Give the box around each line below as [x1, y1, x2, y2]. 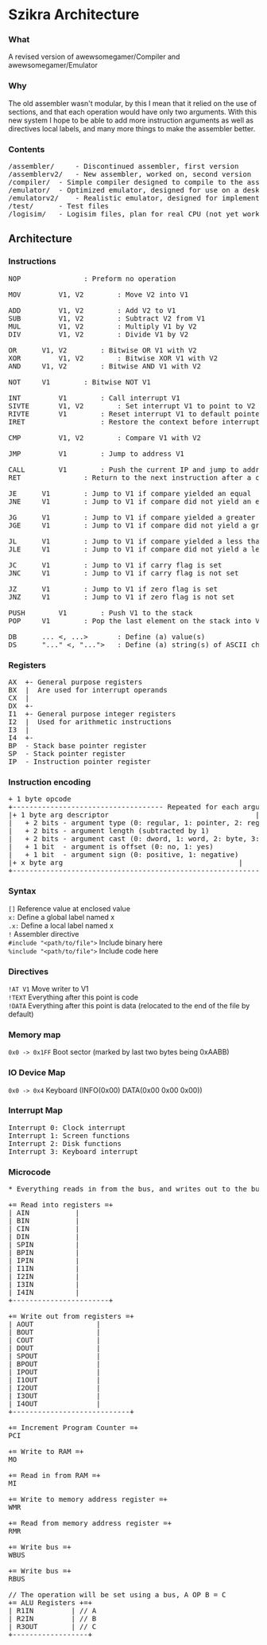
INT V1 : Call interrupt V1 [8, 393, 180, 403]
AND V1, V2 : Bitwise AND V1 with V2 [8, 361, 201, 371]
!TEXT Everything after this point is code [8, 992, 139, 1002]
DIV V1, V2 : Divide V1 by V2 [8, 329, 189, 339]
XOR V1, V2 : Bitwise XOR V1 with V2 [8, 353, 219, 363]
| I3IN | [8, 1280, 80, 1289]
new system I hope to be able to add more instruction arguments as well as [8, 115, 254, 125]
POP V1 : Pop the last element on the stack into [8, 616, 252, 626]
